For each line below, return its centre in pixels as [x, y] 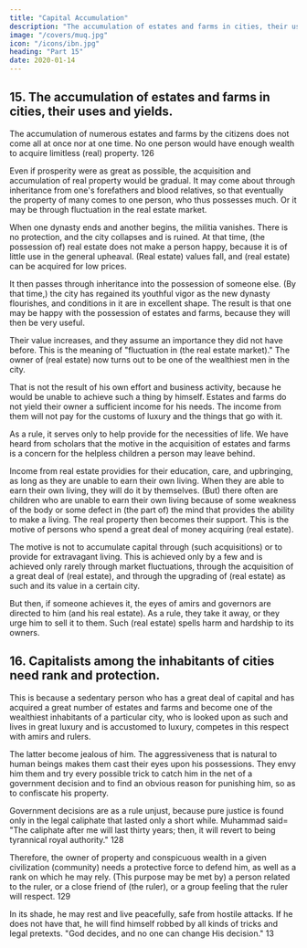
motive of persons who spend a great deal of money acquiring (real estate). [152, 529]
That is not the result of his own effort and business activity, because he [145, 387]
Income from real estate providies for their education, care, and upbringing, [151, 470]
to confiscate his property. [59, 793]
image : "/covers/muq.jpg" [58, 35]
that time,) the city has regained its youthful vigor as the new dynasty [140, 293]
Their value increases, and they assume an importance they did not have [146, 340]
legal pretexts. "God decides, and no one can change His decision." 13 [142, 933]
